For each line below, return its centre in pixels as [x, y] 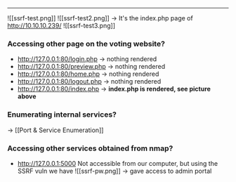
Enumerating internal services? [62, 115]
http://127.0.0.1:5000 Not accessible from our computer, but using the [118, 163]
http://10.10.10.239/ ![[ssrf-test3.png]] [61, 26]
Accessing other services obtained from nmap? [90, 148]
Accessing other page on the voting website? [86, 44]
